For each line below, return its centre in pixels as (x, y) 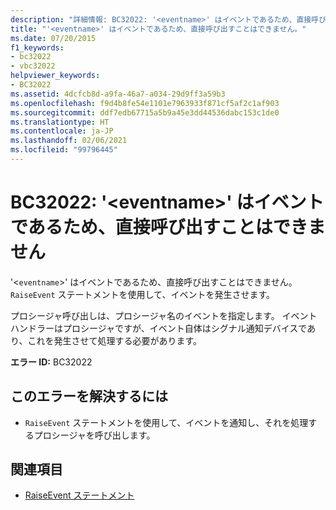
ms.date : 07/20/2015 (53, 38)
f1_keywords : (37, 47)
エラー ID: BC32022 (51, 362)
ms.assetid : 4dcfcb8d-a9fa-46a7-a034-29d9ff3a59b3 (118, 94)
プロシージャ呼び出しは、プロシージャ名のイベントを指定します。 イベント (164, 315)
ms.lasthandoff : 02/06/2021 (69, 141)
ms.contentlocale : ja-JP (62, 131)
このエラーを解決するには (89, 396)
